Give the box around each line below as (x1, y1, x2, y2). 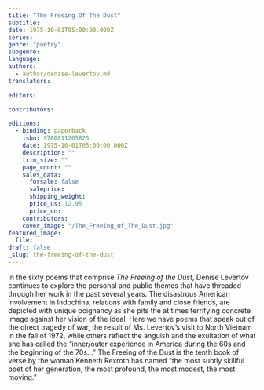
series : (8, 33, 34, 42)
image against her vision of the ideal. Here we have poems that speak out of (8, 314, 255, 323)
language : (8, 56, 41, 64)
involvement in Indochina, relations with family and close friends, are (8, 297, 230, 307)
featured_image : (8, 229, 61, 237)
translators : (8, 77, 51, 85)
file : (15, 236, 34, 244)
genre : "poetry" (8, 41, 61, 49)
